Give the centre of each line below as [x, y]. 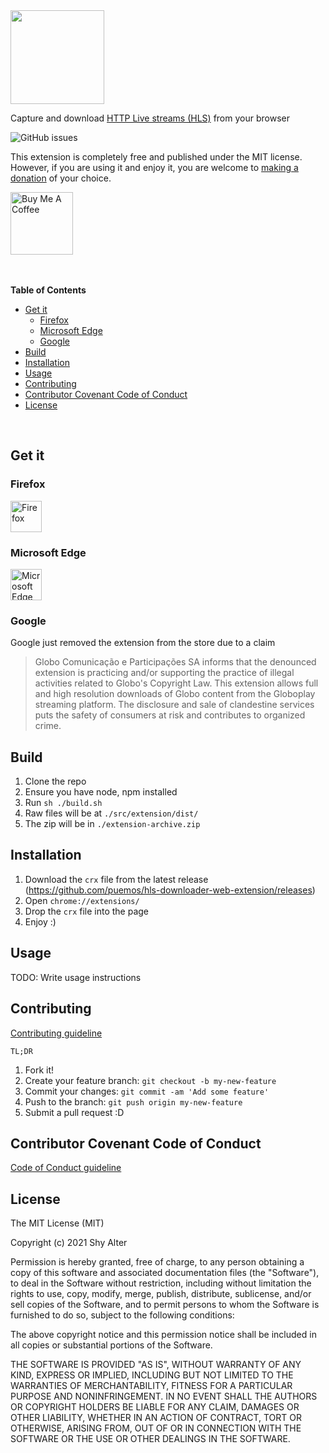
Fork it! [39, 1070]
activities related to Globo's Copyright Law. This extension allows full [176, 683]
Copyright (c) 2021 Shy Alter [69, 1243]
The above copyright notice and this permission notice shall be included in [163, 1335]
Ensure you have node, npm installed [101, 792]
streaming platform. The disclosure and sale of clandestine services [174, 705]
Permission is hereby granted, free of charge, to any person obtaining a [157, 1262]
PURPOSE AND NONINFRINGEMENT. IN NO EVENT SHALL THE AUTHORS [164, 1396]
